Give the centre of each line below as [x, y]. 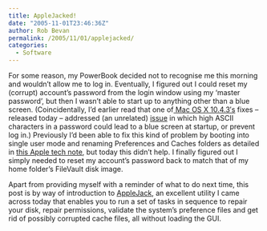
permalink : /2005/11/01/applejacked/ [71, 38]
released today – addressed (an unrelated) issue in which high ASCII [121, 118]
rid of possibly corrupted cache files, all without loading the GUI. [115, 218]
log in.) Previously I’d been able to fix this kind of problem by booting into [129, 135]
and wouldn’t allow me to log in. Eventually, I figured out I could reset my [128, 84]
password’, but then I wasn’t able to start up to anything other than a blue [129, 101]
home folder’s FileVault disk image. [66, 169]
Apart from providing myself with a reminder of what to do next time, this [129, 184]
